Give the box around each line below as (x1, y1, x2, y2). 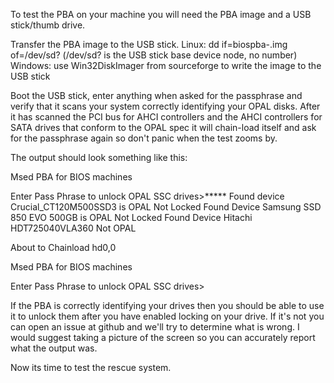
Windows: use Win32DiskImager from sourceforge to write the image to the (10, 60, 322, 71)
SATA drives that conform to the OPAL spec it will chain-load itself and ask (10, 122, 317, 133)
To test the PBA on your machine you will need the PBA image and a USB (10, 9, 312, 20)
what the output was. (10, 342, 98, 354)
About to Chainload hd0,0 (10, 242, 117, 253)
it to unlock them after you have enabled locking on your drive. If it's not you (10, 310, 325, 322)
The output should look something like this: (10, 152, 188, 163)
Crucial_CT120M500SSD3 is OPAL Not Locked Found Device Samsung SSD (10, 201, 322, 213)
